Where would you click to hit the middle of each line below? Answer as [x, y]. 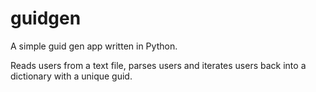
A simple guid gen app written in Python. [94, 46]
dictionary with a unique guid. [71, 76]
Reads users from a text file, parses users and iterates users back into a [158, 65]
